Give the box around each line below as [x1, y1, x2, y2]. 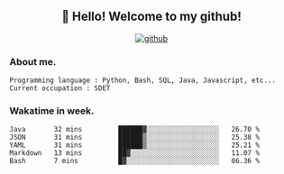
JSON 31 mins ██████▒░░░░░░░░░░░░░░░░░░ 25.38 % [9, 133, 260, 142]
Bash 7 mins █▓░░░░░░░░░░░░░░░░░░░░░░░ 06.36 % [9, 157, 260, 166]
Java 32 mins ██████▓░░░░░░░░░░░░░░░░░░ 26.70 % [9, 125, 260, 134]
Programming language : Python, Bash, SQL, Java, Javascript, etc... [9, 76, 277, 86]
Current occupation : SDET [9, 84, 111, 93]
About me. [9, 55, 57, 68]
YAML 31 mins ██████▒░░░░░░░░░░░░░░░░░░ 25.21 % [9, 141, 260, 150]
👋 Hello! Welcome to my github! [61, 9, 242, 24]
